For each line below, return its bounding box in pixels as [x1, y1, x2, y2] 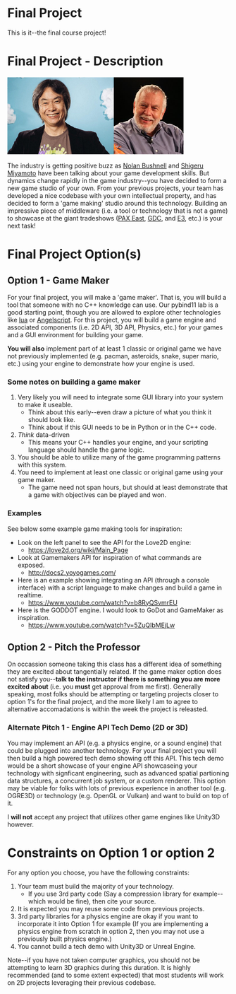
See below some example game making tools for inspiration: [7, 525, 182, 533]
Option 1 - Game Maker [7, 274, 110, 286]
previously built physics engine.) [17, 935, 112, 943]
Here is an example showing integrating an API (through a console [17, 575, 210, 584]
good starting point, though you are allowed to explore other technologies [7, 308, 221, 317]
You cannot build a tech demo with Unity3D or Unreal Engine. [17, 942, 196, 950]
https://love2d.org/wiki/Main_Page [27, 546, 129, 554]
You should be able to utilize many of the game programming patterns [17, 453, 221, 462]
